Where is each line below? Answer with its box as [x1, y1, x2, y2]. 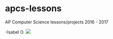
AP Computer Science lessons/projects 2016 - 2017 [5, 19, 109, 25]
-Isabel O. [5, 29, 25, 35]
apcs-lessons [5, 3, 62, 14]
